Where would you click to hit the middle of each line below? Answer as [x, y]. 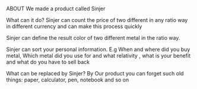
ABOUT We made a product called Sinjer [56, 9]
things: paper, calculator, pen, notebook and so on [68, 80]
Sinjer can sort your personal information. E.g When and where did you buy [98, 49]
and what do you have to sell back [48, 62]
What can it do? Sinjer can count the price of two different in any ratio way [97, 20]
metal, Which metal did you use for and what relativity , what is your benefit [99, 55]
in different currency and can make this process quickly [74, 26]
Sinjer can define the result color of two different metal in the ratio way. [93, 38]
